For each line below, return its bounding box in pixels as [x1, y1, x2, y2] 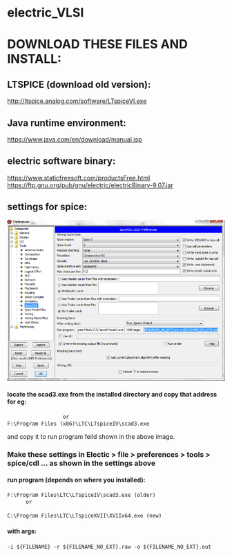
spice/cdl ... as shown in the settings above [7, 458, 156, 468]
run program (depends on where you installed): [7, 475, 146, 484]
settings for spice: [7, 201, 88, 213]
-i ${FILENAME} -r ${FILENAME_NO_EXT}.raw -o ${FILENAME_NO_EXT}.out [7, 543, 212, 550]
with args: [7, 527, 37, 535]
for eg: [7, 397, 27, 406]
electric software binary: [7, 155, 116, 167]
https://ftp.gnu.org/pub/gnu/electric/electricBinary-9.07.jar [7, 181, 174, 189]
